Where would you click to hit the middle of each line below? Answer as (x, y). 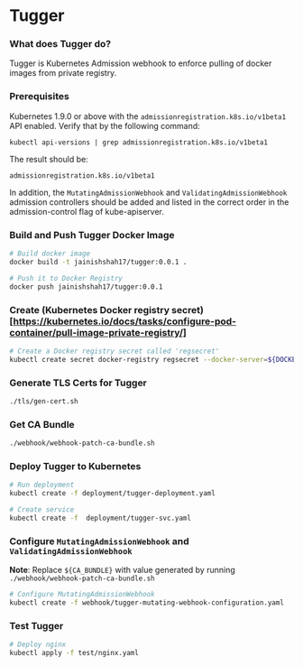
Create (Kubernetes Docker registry (89, 310)
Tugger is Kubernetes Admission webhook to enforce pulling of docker (141, 63)
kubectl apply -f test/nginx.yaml (74, 652)
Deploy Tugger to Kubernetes (75, 466)
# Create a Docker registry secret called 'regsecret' (115, 351)
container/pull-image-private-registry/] (98, 332)
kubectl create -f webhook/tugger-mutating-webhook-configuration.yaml (147, 602)
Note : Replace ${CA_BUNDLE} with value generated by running (123, 570)
